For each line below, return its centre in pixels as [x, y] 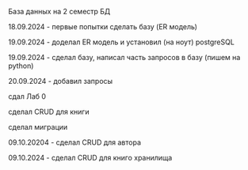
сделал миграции [38, 127]
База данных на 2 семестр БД [59, 11]
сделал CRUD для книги [49, 111]
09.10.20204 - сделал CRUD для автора [74, 142]
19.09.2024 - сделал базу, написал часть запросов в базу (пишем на [124, 57]
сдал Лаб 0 [27, 96]
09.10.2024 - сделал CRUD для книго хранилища [90, 158]
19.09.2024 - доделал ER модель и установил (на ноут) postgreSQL [122, 42]
